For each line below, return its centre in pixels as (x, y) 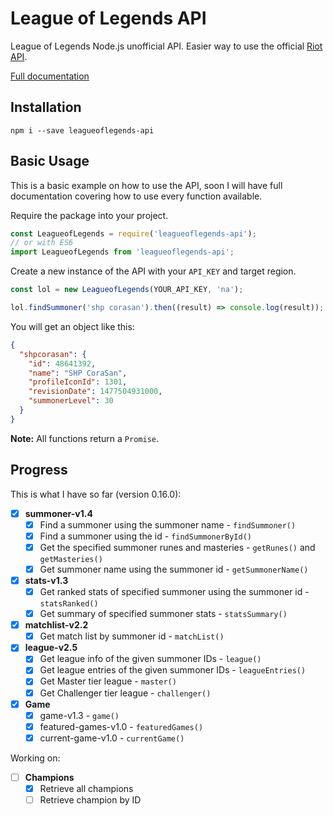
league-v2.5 (51, 648)
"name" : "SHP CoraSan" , (78, 373)
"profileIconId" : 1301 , (78, 382)
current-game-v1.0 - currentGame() (112, 738)
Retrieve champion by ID (90, 799)
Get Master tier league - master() (108, 681)
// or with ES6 (42, 243)
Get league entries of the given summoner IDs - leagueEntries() (173, 670)
